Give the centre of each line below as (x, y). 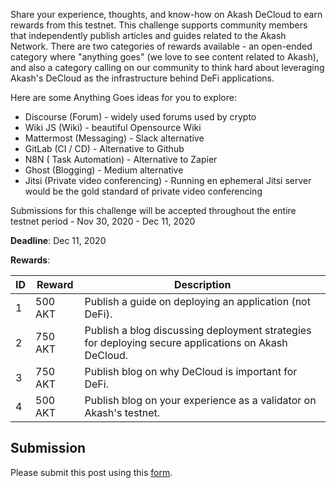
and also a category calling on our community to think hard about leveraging (167, 67)
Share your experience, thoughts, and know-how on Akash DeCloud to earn (166, 14)
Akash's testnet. (122, 412)
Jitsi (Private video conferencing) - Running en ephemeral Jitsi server (168, 180)
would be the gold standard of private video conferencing (143, 191)
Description (203, 284)
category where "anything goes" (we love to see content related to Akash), (164, 57)
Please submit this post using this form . (91, 472)
